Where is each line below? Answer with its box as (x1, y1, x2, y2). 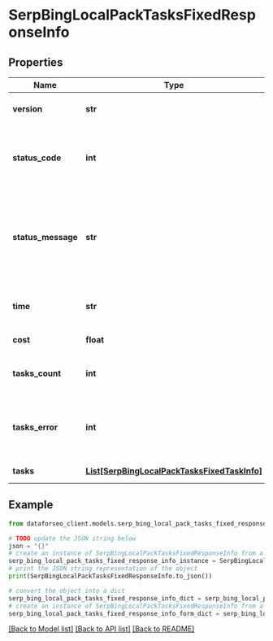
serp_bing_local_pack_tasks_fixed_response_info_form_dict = (8, 609, 220, 617)
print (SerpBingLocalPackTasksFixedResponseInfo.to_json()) (8, 572, 213, 581)
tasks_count (12, 368, 62, 379)
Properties (8, 55, 63, 69)
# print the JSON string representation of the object (8, 565, 198, 573)
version (12, 103, 43, 115)
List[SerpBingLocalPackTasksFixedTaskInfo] (85, 465, 262, 477)
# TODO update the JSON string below (8, 534, 136, 543)
